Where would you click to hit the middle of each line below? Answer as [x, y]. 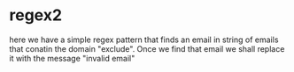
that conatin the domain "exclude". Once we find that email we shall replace [147, 48]
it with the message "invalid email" [72, 58]
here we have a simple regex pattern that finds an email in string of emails [144, 40]
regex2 [36, 15]
